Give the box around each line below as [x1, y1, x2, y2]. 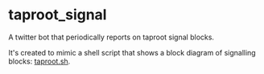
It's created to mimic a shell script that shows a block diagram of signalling [8, 47, 256, 57]
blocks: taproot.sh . [8, 56, 71, 66]
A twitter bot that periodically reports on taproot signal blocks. [8, 32, 215, 42]
